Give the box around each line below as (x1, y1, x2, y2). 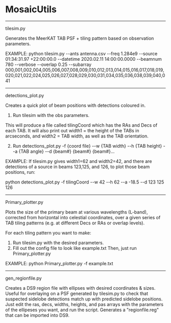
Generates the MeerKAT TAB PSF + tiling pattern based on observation (5, 35, 154, 41)
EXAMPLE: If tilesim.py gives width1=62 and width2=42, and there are (5, 158, 152, 164)
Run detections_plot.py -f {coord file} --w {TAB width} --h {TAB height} (12, 143, 162, 149)
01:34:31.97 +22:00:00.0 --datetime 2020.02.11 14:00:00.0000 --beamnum (5, 56, 162, 62)
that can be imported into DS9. (5, 312, 70, 318)
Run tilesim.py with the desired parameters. (12, 239, 104, 246)
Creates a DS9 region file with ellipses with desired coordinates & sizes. (5, 285, 156, 291)
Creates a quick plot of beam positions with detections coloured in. (5, 102, 146, 108)
